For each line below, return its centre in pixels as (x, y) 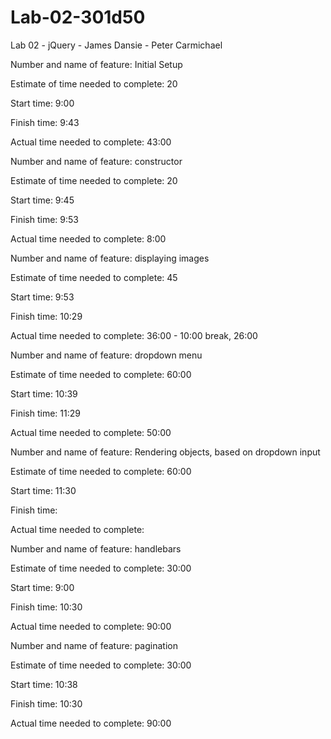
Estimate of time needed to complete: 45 (94, 277)
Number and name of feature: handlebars (96, 548)
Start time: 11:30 (43, 490)
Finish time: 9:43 (45, 122)
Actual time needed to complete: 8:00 (88, 238)
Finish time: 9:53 (44, 219)
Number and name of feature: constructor (96, 161)
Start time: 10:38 (44, 684)
